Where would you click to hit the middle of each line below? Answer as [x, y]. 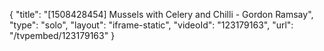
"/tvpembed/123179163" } [62, 35]
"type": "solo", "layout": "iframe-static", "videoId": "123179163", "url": [151, 25]
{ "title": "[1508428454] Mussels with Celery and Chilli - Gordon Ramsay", [161, 14]
